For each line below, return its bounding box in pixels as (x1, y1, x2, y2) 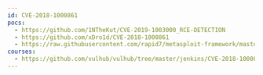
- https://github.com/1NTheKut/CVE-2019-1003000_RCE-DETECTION (14, 26, 225, 34)
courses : (7, 48, 36, 55)
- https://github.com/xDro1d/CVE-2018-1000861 (14, 33, 170, 41)
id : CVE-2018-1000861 (7, 11, 79, 20)
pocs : (7, 19, 25, 27)
